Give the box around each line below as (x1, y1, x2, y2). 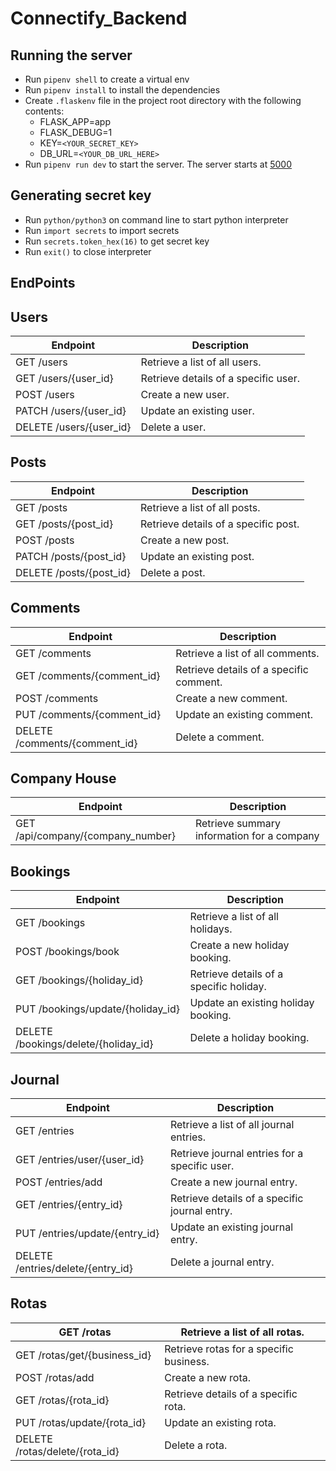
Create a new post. (140, 533, 230, 547)
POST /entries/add (15, 1175, 103, 1189)
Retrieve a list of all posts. (140, 500, 261, 514)
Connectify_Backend (10, 7, 188, 30)
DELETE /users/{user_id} (15, 420, 132, 434)
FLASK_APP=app (39, 116, 112, 127)
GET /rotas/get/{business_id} (15, 1348, 152, 1362)
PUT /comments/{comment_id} (15, 707, 162, 721)
